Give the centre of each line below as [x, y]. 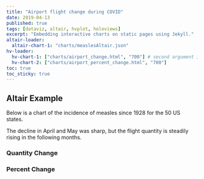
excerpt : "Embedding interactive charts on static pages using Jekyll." [100, 34]
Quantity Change [32, 153]
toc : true [19, 68]
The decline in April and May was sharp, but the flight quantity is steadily [97, 131]
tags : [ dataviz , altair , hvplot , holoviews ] [63, 29]
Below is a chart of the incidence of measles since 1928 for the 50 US [93, 113]
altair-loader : [25, 40]
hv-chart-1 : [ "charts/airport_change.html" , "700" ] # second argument [103, 57]
